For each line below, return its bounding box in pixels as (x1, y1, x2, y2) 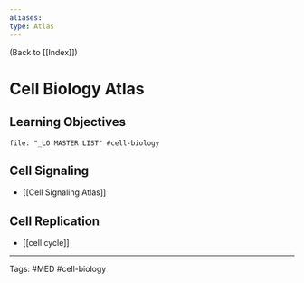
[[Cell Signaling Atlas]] (22, 187, 107, 198)
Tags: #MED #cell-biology (9, 264, 107, 275)
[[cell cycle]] (22, 238, 70, 249)
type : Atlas (9, 22, 54, 31)
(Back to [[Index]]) (9, 46, 79, 57)
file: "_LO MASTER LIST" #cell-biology (9, 138, 160, 148)
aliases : (9, 13, 43, 23)
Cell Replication (9, 213, 100, 229)
